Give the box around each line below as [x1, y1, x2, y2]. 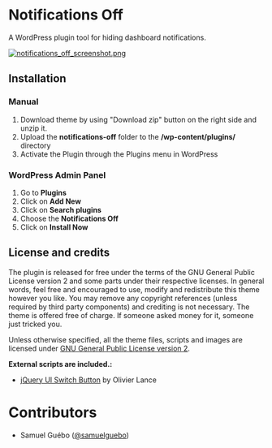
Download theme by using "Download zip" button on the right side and [19, 114, 257, 124]
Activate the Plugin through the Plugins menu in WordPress [19, 149, 218, 159]
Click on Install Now [19, 222, 89, 232]
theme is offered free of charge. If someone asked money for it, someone [8, 310, 254, 320]
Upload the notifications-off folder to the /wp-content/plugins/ [19, 131, 236, 141]
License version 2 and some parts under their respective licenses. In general [8, 276, 265, 286]
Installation [8, 71, 67, 86]
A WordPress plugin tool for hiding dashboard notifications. [8, 32, 207, 42]
